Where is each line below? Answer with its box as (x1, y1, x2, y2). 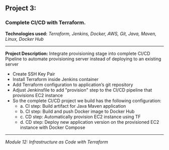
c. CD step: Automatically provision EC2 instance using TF (20, 113, 141, 120)
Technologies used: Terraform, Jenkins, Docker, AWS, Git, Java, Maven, (5, 30, 157, 37)
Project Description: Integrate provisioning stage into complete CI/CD (5, 50, 150, 56)
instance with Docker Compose (20, 124, 86, 130)
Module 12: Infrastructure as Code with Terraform (5, 138, 108, 145)
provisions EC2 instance (12, 92, 63, 98)
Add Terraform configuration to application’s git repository (12, 82, 133, 88)
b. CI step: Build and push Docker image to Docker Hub (20, 108, 135, 114)
